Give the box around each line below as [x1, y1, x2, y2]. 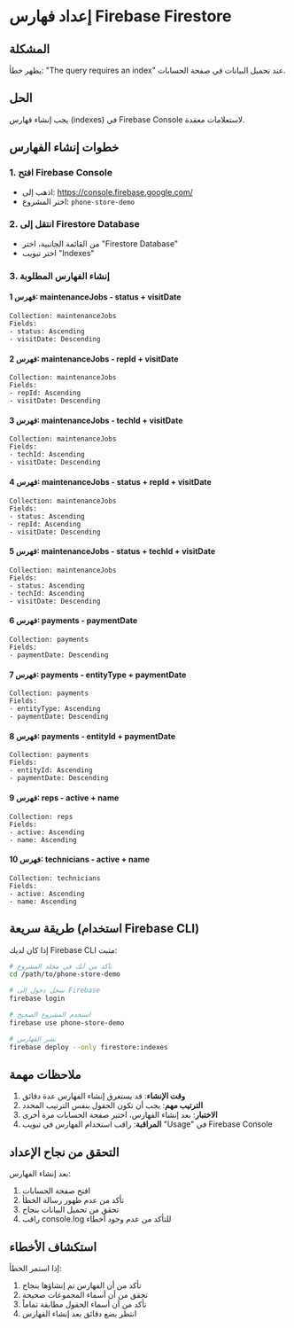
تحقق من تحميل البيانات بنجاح [21, 1204, 120, 1215]
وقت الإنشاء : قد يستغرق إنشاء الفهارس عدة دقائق [21, 1090, 186, 1101]
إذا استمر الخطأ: [9, 1263, 62, 1273]
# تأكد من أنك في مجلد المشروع [9, 962, 112, 971]
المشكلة [9, 42, 50, 57]
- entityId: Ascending [9, 766, 93, 775]
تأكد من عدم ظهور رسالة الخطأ [21, 1195, 125, 1206]
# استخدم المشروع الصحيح [9, 1011, 91, 1019]
